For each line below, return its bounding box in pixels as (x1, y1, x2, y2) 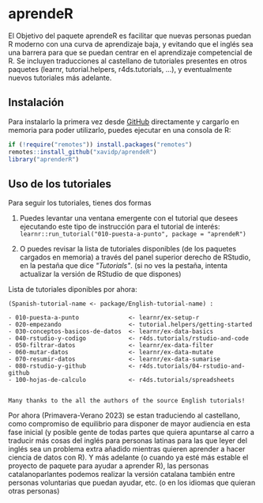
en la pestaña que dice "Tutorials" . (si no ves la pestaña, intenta (19, 261, 227, 270)
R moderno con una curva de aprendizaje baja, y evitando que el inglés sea (8, 39, 254, 48)
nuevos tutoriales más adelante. (8, 73, 112, 82)
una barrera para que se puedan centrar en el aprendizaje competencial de (8, 47, 253, 57)
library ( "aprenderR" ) (8, 155, 80, 163)
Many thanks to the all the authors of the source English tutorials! (8, 397, 246, 405)
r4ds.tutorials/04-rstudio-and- (138, 362, 246, 370)
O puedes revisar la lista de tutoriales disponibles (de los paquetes (19, 244, 237, 254)
